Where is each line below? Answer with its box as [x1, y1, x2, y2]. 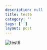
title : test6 [5, 12, 32, 17]
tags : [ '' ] [5, 21, 28, 26]
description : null [5, 7, 43, 12]
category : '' [5, 16, 32, 21]
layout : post [5, 26, 32, 31]
